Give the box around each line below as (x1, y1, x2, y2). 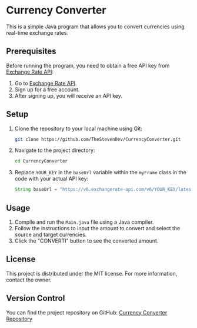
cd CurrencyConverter (14, 158, 68, 164)
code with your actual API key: (14, 175, 89, 183)
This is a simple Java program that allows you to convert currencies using (6, 23, 185, 30)
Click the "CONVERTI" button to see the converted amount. (14, 237, 159, 244)
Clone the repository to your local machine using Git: (14, 125, 143, 132)
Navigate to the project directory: (14, 147, 95, 154)
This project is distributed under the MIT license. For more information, (6, 270, 178, 277)
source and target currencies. (14, 231, 87, 238)
